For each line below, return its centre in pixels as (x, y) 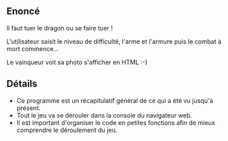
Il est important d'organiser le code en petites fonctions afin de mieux (116, 122)
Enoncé (23, 11)
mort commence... (33, 48)
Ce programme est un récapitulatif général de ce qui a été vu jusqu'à (115, 100)
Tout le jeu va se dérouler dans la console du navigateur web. (104, 115)
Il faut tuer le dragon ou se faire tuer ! (60, 28)
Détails (22, 84)
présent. (28, 108)
